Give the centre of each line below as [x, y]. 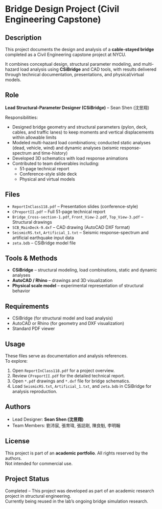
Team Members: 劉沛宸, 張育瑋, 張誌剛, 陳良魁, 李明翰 [66, 425]
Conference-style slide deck [48, 174]
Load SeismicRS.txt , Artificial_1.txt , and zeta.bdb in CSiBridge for [82, 386]
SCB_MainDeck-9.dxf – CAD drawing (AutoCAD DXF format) [71, 227]
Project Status [27, 479]
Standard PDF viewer [34, 329]
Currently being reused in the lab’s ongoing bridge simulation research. [77, 501]
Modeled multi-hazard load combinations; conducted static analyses [81, 142]
